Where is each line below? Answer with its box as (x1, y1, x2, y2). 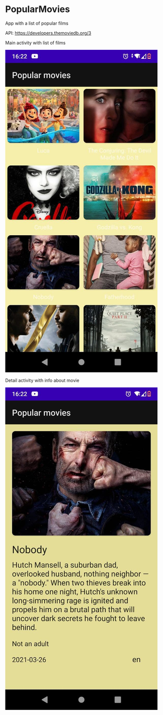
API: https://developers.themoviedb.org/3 (5, 30, 92, 36)
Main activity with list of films (5, 39, 66, 46)
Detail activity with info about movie (5, 377, 79, 383)
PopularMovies (5, 4, 70, 15)
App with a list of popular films (5, 20, 69, 26)
